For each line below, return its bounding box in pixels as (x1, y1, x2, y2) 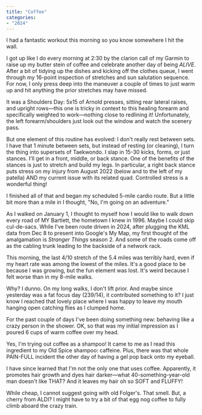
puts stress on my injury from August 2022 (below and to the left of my (6, 168, 183, 175)
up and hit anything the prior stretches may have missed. (6, 87, 148, 94)
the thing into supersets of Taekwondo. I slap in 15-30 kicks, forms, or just (6, 148, 191, 156)
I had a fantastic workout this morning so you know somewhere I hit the (6, 37, 184, 44)
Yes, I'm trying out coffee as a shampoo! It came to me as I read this (6, 340, 175, 347)
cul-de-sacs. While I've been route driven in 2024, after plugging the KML (6, 223, 190, 230)
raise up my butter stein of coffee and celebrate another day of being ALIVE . (6, 61, 196, 68)
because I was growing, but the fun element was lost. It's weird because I (6, 267, 189, 274)
